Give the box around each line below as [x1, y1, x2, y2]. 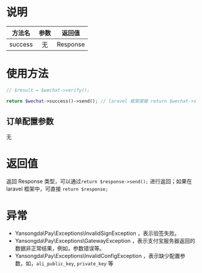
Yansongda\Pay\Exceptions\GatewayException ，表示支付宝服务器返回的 [14, 237, 195, 245]
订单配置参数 [6, 116, 54, 127]
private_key [77, 261, 107, 267]
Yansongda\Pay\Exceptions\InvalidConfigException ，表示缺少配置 [14, 253, 180, 260]
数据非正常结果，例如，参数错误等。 [14, 245, 105, 252]
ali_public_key [35, 261, 75, 267]
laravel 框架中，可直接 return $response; [6, 185, 108, 193]
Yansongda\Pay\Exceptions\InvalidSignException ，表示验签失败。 [14, 230, 180, 237]
